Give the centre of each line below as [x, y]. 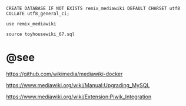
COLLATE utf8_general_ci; [38, 14]
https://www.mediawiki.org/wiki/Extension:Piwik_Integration [79, 97]
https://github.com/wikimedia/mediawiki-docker [64, 74]
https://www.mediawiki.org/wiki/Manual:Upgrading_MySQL [78, 85]
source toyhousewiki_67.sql [41, 34]
